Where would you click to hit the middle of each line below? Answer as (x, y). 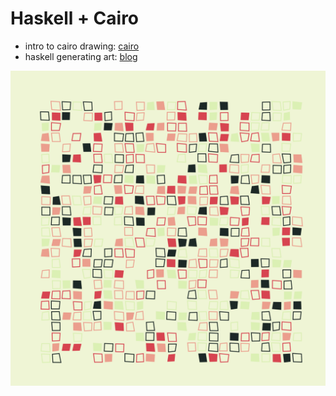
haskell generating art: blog (81, 56)
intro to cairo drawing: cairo (82, 46)
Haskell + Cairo (75, 18)
